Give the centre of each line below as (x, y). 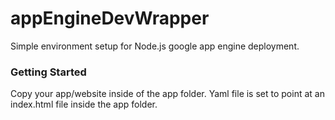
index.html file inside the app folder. (84, 104)
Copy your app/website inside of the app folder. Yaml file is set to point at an (167, 94)
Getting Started (48, 72)
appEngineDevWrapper (110, 18)
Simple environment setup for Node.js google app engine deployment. (155, 46)
